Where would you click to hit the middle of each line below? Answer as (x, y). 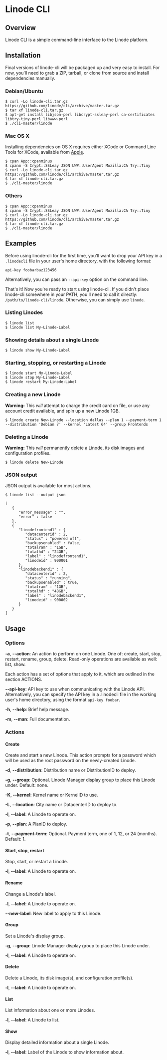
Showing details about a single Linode (52, 340)
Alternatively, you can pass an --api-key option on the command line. (77, 279)
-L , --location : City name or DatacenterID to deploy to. (62, 805)
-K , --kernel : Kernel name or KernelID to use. (52, 795)
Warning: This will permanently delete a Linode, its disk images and (75, 448)
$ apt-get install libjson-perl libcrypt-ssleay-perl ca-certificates (80, 115)
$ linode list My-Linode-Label (38, 327)
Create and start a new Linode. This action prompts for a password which (81, 755)
